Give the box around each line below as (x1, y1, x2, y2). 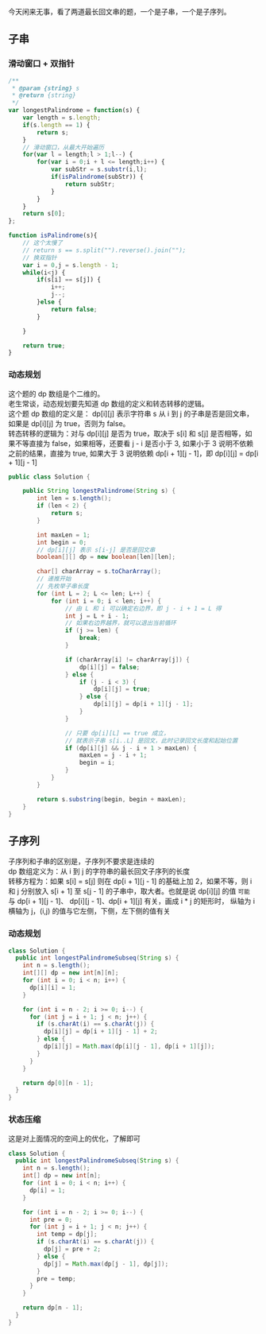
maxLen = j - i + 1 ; (79, 751, 148, 759)
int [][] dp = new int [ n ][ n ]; (22, 969, 119, 977)
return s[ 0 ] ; (22, 210, 66, 218)
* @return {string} (11, 91, 77, 99)
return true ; (22, 341, 66, 350)
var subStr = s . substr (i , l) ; (50, 165, 148, 173)
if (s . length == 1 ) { (22, 121, 91, 129)
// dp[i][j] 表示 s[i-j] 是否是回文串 (37, 545, 156, 554)
